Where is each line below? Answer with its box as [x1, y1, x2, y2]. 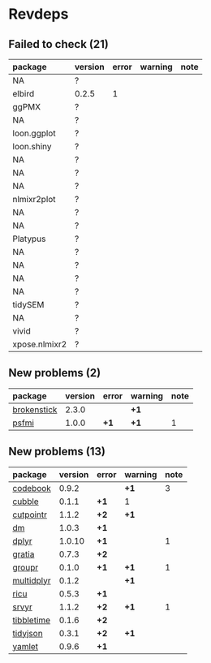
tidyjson [12, 627, 43, 639]
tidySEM [12, 299, 45, 310]
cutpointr [12, 509, 47, 520]
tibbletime [12, 614, 51, 626]
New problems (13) [8, 445, 105, 459]
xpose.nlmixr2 [12, 338, 67, 350]
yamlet [12, 640, 39, 652]
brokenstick [12, 403, 58, 415]
